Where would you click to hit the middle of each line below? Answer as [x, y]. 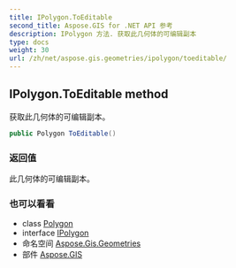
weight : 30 [29, 50]
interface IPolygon [55, 233]
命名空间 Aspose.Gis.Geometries [81, 243]
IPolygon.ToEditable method [89, 94]
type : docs [29, 42]
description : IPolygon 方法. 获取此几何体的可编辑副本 [103, 34]
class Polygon [47, 224]
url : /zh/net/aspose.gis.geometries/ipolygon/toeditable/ [118, 58]
